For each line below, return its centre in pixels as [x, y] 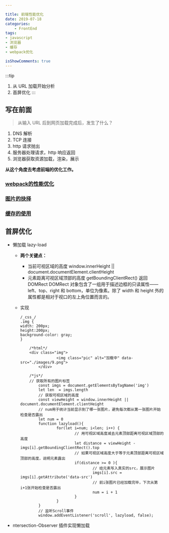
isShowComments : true [28, 61]
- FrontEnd [26, 28]
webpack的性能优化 [30, 184]
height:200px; [35, 330]
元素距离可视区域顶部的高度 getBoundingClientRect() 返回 [88, 278]
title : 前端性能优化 [24, 14]
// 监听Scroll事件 [56, 511]
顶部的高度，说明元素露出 [43, 458]
